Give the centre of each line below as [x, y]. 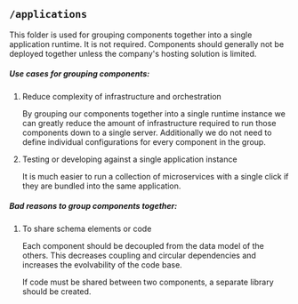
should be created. [56, 291]
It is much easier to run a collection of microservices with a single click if [155, 176]
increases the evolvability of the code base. [102, 264]
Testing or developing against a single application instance [129, 159]
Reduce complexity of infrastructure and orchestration [122, 96]
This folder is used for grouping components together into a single [131, 35]
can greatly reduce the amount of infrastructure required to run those [149, 123]
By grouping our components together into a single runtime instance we [154, 113]
